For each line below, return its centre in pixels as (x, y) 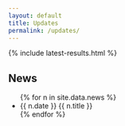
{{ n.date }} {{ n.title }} (56, 106)
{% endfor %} (43, 114)
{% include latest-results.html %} (63, 53)
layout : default (35, 16)
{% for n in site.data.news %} (68, 97)
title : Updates (33, 23)
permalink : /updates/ (44, 30)
